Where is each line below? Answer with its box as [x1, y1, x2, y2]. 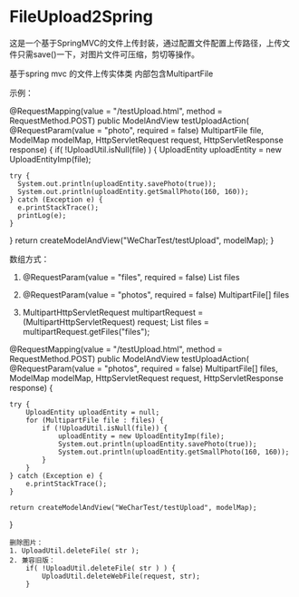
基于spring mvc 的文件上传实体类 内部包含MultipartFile [9, 68, 214, 79]
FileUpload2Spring [9, 6, 154, 27]
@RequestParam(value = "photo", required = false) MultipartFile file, [9, 124, 265, 135]
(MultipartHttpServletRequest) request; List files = [22, 316, 210, 328]
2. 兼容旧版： [9, 555, 56, 564]
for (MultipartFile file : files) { [25, 416, 165, 425]
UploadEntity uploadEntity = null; [25, 407, 160, 416]
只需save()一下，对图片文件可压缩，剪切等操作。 [16, 48, 200, 60]
